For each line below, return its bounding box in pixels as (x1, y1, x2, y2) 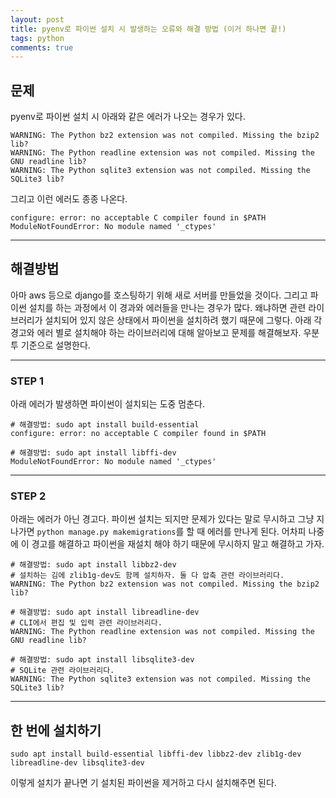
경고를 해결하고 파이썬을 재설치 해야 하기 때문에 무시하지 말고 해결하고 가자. (31, 538, 325, 550)
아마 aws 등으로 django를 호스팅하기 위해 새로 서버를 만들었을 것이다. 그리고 (10, 289, 308, 301)
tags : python (10, 33, 65, 43)
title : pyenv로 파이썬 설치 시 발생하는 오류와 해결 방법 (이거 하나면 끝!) (10, 24, 287, 34)
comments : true (10, 42, 74, 53)
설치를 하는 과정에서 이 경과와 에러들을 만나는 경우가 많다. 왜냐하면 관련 (28, 301, 307, 313)
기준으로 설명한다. (20, 339, 91, 351)
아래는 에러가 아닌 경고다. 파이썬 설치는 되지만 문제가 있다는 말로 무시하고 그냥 (10, 513, 315, 525)
